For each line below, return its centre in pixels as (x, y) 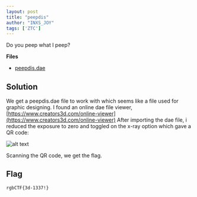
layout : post (22, 12)
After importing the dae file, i (152, 120)
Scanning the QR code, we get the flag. (54, 155)
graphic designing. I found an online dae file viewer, (69, 107)
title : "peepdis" (28, 17)
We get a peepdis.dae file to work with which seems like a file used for (93, 101)
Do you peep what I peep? (38, 45)
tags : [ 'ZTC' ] (24, 28)
